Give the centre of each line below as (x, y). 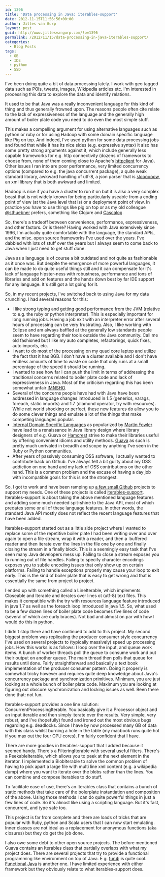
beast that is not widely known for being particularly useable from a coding (81, 197)
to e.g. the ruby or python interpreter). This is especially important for (83, 314)
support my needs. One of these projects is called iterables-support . (75, 492)
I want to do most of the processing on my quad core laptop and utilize (84, 351)
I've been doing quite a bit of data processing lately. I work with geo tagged (82, 84)
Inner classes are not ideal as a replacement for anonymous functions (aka (81, 828)
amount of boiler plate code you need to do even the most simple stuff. (77, 120)
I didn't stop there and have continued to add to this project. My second (78, 631)
